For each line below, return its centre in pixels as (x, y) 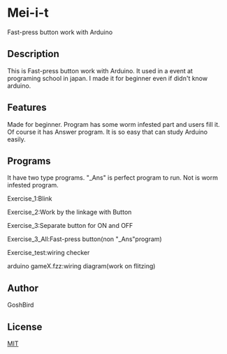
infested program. (33, 185)
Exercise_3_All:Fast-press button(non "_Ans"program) (85, 239)
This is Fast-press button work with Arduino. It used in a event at (100, 70)
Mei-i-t (28, 13)
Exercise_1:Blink (30, 199)
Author (23, 288)
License (25, 326)
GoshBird (21, 305)
